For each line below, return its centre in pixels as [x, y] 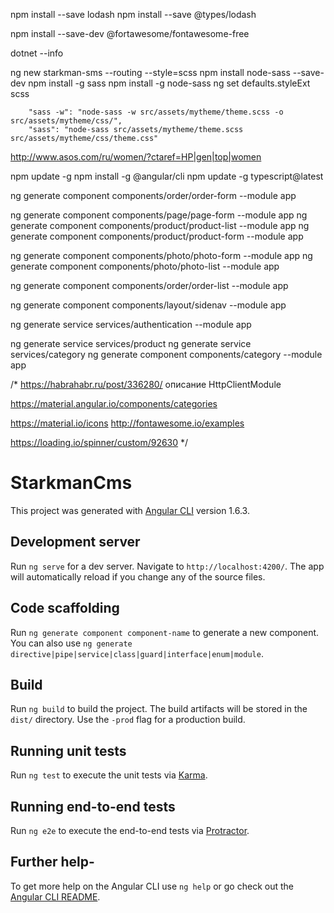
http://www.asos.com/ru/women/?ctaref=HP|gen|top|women [136, 157]
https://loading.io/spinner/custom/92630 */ [99, 442]
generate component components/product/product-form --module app [157, 236]
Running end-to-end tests [93, 806]
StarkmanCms [71, 483]
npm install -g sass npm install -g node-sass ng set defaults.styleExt [169, 83]
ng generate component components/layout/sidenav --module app [148, 305]
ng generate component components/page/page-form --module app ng [159, 215]
